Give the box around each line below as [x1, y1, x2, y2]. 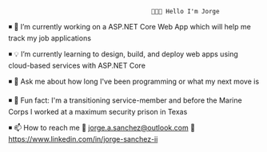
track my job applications [8, 33, 92, 43]
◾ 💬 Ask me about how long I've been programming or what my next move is [8, 76, 260, 86]
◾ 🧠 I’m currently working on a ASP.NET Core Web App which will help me [8, 22, 252, 31]
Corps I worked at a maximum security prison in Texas [8, 107, 188, 116]
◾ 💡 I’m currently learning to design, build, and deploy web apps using [8, 49, 238, 59]
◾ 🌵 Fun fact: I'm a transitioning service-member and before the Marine [8, 95, 242, 105]
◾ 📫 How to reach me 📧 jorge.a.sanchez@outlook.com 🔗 [8, 123, 196, 132]
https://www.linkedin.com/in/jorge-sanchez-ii [8, 134, 158, 143]
